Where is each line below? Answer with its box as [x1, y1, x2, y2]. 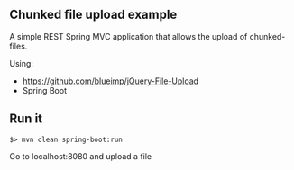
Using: [9, 58, 34, 68]
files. [9, 40, 28, 51]
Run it [9, 112, 43, 127]
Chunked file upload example [9, 7, 178, 22]
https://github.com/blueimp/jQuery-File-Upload [22, 76, 199, 86]
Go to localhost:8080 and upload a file [9, 150, 152, 161]
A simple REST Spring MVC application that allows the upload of [9, 31, 248, 41]
